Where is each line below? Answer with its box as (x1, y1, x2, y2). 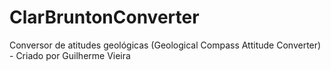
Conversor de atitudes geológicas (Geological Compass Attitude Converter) (9, 39, 322, 51)
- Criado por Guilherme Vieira (9, 49, 131, 61)
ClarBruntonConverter (9, 6, 200, 29)
